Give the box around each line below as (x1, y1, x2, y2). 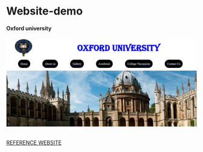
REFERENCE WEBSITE (6, 139, 62, 146)
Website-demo (6, 4, 83, 18)
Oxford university (6, 24, 52, 31)
